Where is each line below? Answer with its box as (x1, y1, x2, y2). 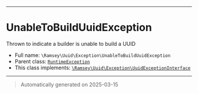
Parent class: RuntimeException (14, 58, 90, 65)
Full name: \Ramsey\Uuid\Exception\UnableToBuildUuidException (14, 51, 171, 59)
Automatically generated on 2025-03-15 (20, 80, 118, 88)
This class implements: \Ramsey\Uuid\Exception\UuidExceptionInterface (14, 64, 191, 71)
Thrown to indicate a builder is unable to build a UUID (6, 40, 136, 47)
